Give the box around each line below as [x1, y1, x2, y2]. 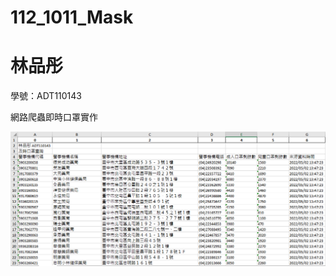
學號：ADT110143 [10, 90, 82, 102]
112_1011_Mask [10, 6, 134, 29]
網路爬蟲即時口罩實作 [10, 111, 98, 123]
